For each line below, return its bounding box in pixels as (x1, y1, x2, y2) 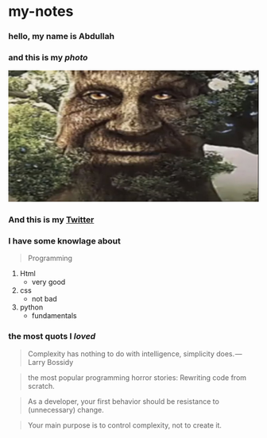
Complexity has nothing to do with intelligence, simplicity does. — (27, 348, 242, 359)
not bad (31, 294, 57, 304)
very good (31, 277, 66, 287)
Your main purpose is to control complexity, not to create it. (27, 420, 222, 430)
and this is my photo (8, 52, 88, 63)
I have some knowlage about (8, 236, 122, 247)
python (19, 302, 44, 312)
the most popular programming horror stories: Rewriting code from (27, 372, 247, 382)
